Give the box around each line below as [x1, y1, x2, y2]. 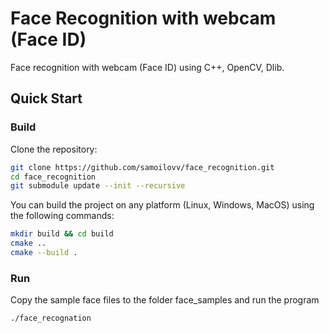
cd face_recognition [10, 172, 97, 182]
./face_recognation [10, 313, 92, 324]
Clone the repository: [10, 143, 98, 155]
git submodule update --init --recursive [10, 181, 186, 191]
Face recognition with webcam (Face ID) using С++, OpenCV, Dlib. [10, 61, 285, 73]
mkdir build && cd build [10, 229, 114, 239]
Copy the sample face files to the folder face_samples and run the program [10, 294, 320, 306]
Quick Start [10, 90, 83, 107]
